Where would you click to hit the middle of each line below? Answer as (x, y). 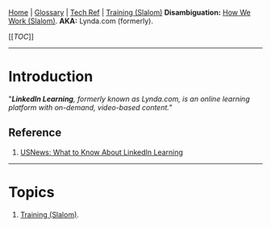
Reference (35, 133)
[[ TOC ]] (21, 37)
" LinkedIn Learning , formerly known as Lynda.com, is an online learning (129, 99)
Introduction (51, 77)
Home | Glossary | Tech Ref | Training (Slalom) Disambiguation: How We (130, 12)
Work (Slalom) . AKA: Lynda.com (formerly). (81, 21)
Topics (31, 192)
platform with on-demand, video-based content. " (91, 107)
